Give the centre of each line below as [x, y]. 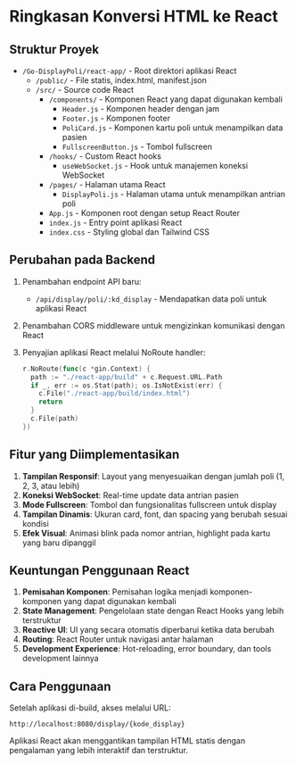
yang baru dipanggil [59, 543]
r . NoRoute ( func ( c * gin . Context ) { [86, 369]
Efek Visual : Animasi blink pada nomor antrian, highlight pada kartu [146, 533]
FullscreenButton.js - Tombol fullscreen [137, 146]
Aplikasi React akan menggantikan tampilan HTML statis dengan [127, 741]
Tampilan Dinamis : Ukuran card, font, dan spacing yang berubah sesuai [155, 514]
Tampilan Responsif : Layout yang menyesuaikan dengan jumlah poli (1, [153, 476]
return [51, 402]
